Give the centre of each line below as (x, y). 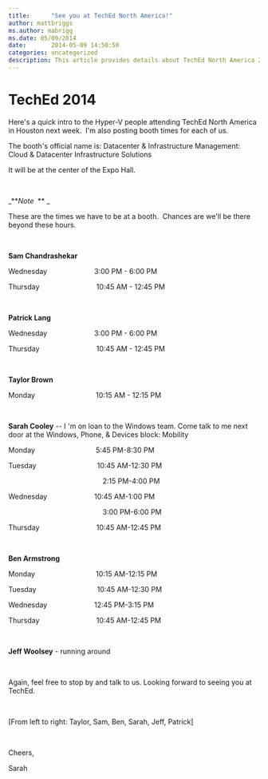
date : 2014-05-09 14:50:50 (64, 46)
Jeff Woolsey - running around (59, 651)
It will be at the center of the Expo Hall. (72, 169)
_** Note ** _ (29, 201)
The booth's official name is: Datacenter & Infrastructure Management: (124, 145)
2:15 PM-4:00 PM (131, 481)
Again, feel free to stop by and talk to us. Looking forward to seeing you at (130, 682)
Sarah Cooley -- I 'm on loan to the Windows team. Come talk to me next (128, 426)
